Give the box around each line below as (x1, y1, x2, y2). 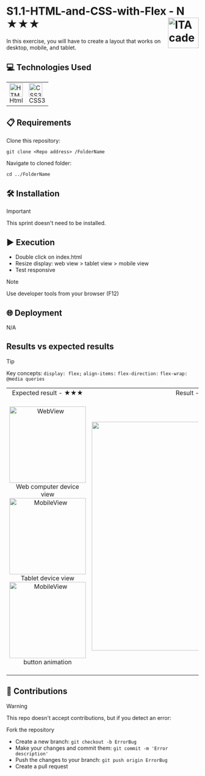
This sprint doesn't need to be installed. (6, 220, 106, 227)
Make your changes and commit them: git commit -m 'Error (15, 744, 168, 752)
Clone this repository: (6, 137, 61, 144)
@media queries (6, 376, 45, 382)
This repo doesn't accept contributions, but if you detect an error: (6, 714, 172, 721)
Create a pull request (15, 763, 68, 770)
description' (15, 750, 49, 757)
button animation (23, 658, 72, 666)
